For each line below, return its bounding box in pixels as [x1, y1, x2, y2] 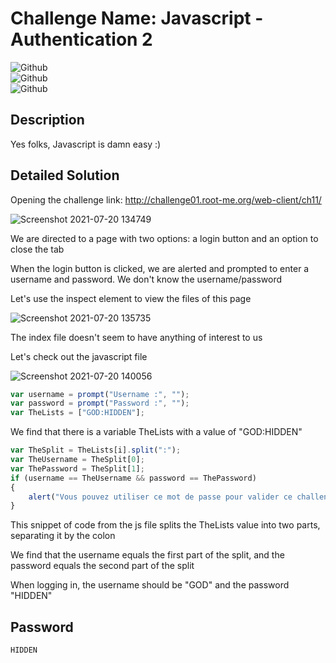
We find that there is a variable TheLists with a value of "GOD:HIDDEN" [10, 426, 303, 438]
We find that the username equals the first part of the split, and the [10, 549, 285, 561]
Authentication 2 [10, 28, 153, 51]
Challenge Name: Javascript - [10, 7, 264, 30]
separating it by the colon [10, 530, 116, 542]
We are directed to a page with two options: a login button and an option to [10, 232, 319, 244]
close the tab [10, 243, 65, 255]
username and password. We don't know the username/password [10, 273, 283, 285]
